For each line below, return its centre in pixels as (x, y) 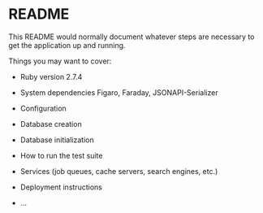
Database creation (51, 124)
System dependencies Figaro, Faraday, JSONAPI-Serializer (119, 92)
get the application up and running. (67, 45)
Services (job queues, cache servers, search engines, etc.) (119, 171)
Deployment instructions (61, 187)
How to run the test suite (61, 155)
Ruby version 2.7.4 (51, 76)
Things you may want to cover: (60, 61)
